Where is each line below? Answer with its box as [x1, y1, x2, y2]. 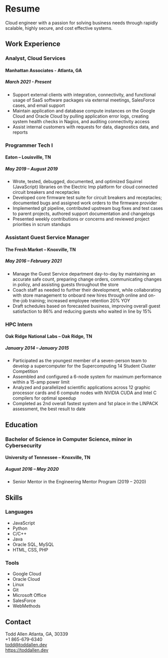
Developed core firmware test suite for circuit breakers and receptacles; [12, 195, 162, 201]
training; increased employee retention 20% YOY [29, 297, 131, 303]
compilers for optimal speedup [12, 395, 76, 401]
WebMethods [12, 603, 41, 609]
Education [5, 420, 38, 429]
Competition [12, 368, 39, 374]
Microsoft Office [12, 592, 47, 598]
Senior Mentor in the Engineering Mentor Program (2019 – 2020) [12, 479, 146, 485]
